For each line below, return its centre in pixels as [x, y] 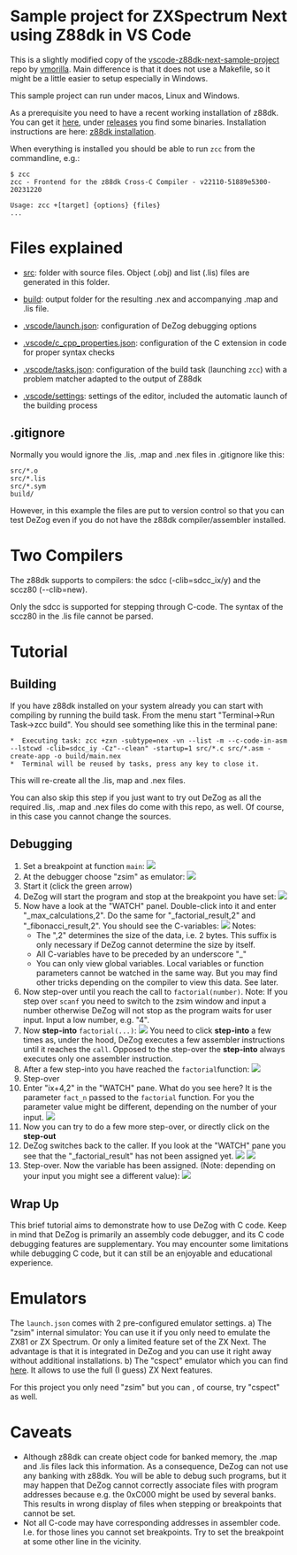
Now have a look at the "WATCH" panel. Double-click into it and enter [149, 906]
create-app [30, 756]
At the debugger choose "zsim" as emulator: [104, 877]
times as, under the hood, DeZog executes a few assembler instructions [154, 1040]
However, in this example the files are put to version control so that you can [148, 510]
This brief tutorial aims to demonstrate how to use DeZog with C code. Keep [148, 1225]
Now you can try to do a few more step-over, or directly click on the [146, 1127]
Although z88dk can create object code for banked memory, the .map [150, 1457]
